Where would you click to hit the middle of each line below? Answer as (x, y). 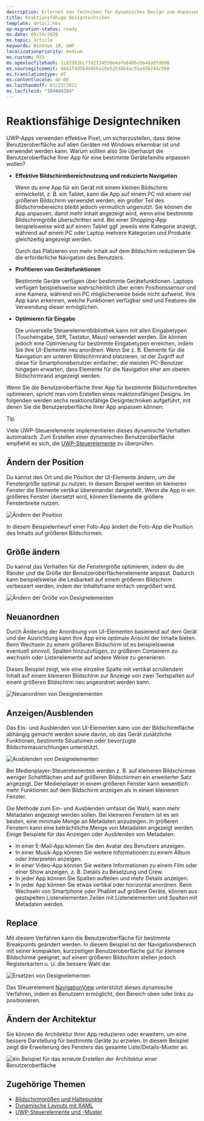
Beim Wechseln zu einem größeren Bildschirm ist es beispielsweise (90, 645)
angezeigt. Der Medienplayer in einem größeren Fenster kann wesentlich (97, 784)
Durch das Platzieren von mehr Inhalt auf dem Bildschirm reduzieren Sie (105, 251)
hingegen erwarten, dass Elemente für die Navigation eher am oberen (102, 369)
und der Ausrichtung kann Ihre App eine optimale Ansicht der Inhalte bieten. (101, 638)
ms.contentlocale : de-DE (38, 80)
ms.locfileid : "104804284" (40, 91)
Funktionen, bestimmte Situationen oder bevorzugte (71, 741)
